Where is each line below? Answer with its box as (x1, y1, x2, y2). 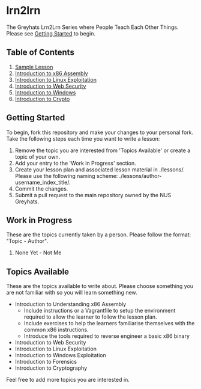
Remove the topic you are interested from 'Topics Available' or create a (14, 147, 191, 154)
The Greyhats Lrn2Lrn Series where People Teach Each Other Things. (6, 23, 179, 31)
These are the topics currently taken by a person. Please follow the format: (6, 231, 191, 238)
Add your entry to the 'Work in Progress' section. (14, 159, 136, 167)
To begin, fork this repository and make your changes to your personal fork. (6, 129, 194, 136)
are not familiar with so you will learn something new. (6, 289, 137, 296)
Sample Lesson (14, 63, 53, 70)
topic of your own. (14, 153, 61, 160)
